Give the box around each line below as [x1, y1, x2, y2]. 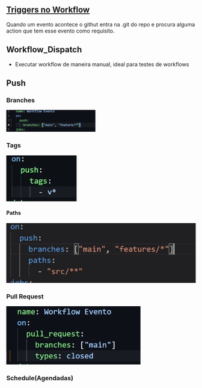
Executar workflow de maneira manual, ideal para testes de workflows [14, 60, 189, 68]
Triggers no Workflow [6, 5, 90, 15]
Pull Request [6, 292, 44, 300]
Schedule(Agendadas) [6, 374, 74, 382]
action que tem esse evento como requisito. [6, 27, 115, 34]
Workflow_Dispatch [6, 45, 82, 55]
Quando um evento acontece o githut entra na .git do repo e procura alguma [6, 20, 195, 28]
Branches [6, 96, 35, 104]
